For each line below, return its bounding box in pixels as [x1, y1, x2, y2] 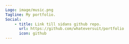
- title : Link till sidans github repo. [14, 21, 101, 27]
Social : [5, 17, 22, 22]
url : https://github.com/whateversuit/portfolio [18, 26, 124, 31]
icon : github [18, 31, 47, 36]
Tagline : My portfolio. [5, 12, 56, 17]
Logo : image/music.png [5, 7, 54, 13]
